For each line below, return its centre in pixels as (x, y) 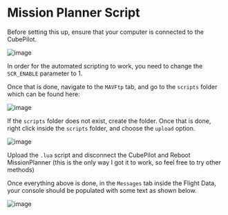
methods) (21, 169)
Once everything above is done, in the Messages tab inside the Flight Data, (112, 183)
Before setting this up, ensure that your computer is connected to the (105, 32)
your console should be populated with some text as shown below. (102, 190)
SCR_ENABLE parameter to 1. (45, 73)
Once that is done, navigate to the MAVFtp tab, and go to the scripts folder (112, 86)
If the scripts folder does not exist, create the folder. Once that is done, (109, 121)
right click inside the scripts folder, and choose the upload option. (101, 128)
